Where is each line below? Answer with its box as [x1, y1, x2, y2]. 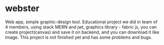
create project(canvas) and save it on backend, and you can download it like [5, 29, 160, 35]
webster [5, 3, 40, 14]
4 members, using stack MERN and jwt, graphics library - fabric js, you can [5, 24, 157, 30]
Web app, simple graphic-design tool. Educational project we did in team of [5, 19, 158, 25]
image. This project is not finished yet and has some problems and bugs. [5, 34, 152, 40]
